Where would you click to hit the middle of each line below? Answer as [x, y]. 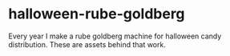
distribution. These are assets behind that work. [87, 44]
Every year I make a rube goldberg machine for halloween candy [115, 36]
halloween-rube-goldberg [97, 14]
